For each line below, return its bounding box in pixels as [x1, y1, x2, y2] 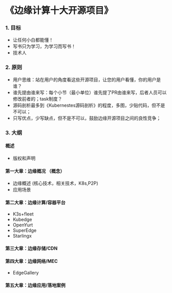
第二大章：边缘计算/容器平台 [5, 199, 66, 205]
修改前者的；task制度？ [12, 95, 62, 102]
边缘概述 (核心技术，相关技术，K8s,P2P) [12, 180, 98, 186]
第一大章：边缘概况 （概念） [5, 168, 65, 174]
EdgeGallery [12, 270, 39, 276]
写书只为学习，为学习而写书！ [12, 43, 76, 49]
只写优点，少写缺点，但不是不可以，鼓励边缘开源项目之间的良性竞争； [12, 115, 161, 121]
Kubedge [12, 217, 32, 223]
